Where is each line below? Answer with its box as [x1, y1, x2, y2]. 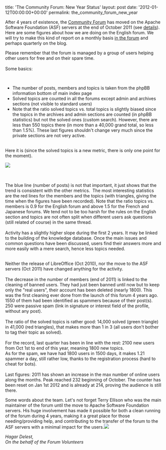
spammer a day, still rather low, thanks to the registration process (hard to [5, 356, 156, 361]
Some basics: [5, 66, 33, 72]
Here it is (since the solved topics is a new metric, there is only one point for [5, 148, 161, 153]
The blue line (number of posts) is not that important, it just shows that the [5, 182, 157, 188]
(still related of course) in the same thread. [5, 219, 92, 225]
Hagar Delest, [5, 434, 34, 440]
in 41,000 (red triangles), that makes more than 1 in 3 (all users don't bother [5, 324, 159, 330]
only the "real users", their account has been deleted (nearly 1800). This [5, 287, 153, 293]
